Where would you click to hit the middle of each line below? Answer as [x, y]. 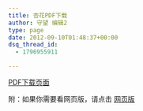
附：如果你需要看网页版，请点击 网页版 [71, 99]
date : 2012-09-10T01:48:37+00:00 [63, 37]
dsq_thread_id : [33, 45]
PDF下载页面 [29, 82]
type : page [26, 30]
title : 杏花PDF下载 [38, 15]
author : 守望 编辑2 [38, 23]
